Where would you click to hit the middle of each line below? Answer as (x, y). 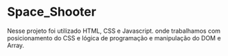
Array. (16, 45)
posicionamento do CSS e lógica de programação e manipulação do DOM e (114, 38)
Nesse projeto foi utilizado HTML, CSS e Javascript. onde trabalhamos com (114, 31)
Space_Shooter (52, 12)
